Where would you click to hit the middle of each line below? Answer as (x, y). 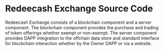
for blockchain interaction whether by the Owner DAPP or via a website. (79, 43)
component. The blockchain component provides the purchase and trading (82, 27)
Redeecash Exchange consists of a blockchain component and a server (79, 22)
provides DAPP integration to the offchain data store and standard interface (82, 38)
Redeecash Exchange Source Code (79, 9)
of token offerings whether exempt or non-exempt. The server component (81, 33)
